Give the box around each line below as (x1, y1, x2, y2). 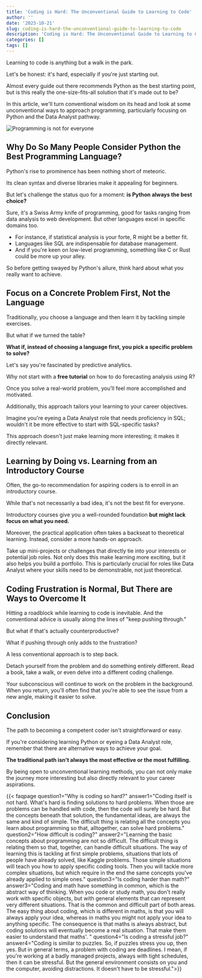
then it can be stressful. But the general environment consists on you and (6, 958, 188, 966)
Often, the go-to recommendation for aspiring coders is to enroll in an (6, 481, 179, 489)
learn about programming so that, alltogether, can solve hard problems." (6, 824, 185, 831)
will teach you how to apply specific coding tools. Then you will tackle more (6, 862, 194, 870)
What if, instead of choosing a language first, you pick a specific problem (6, 343, 193, 350)
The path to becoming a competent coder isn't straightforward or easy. (6, 726, 182, 734)
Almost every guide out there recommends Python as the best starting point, (6, 82, 196, 89)
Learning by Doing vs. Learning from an (6, 456, 158, 466)
